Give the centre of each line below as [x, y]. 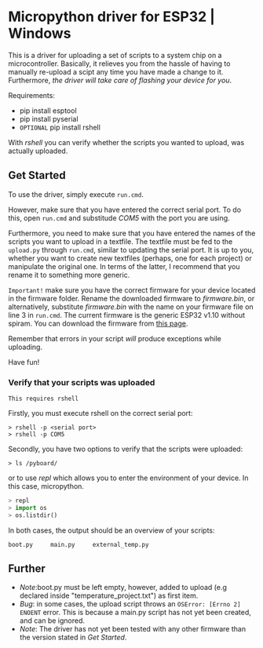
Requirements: [31, 95]
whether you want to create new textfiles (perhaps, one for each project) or [130, 258]
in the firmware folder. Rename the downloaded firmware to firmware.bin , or [131, 298]
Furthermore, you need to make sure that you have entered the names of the [132, 233]
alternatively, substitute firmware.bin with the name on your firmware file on [131, 307]
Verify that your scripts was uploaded [82, 382]
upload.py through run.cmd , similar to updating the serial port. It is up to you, [131, 249]
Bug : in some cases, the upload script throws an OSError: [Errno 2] [130, 604]
